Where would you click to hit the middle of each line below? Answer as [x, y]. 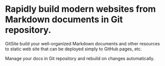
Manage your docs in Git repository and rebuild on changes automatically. [80, 58]
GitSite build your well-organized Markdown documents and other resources [82, 43]
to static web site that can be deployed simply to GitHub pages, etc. [74, 49]
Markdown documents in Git [64, 19]
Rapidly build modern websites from [81, 9]
